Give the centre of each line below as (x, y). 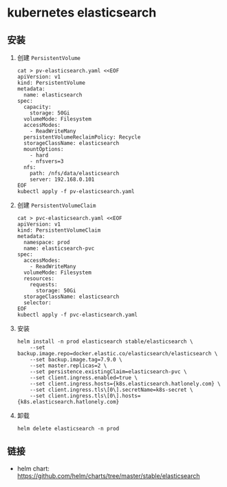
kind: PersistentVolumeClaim (59, 230)
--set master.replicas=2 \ (68, 366)
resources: (39, 279)
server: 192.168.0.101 (62, 179)
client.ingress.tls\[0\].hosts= (94, 396)
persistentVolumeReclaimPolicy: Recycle (82, 137)
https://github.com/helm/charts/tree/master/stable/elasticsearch (109, 476)
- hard (39, 155)
